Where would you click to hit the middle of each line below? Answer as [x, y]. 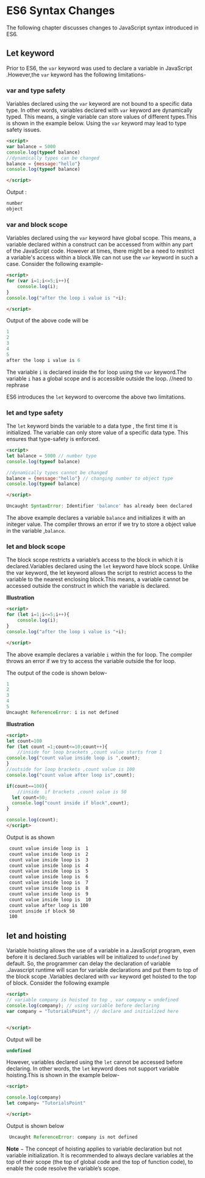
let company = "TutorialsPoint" [46, 1103]
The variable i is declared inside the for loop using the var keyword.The [97, 372]
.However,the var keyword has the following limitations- [76, 75]
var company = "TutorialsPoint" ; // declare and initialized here [92, 1011]
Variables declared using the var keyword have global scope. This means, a [101, 238]
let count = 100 [24, 741]
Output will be [24, 1039]
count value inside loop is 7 [49, 883]
